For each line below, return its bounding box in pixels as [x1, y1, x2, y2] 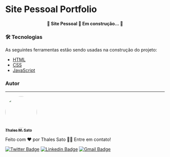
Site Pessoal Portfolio [5, 4, 97, 15]
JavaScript [12, 67, 35, 74]
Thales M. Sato [5, 128, 32, 133]
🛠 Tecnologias [5, 33, 43, 40]
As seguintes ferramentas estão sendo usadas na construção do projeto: [5, 47, 157, 53]
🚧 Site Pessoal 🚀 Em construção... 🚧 [47, 20, 123, 26]
